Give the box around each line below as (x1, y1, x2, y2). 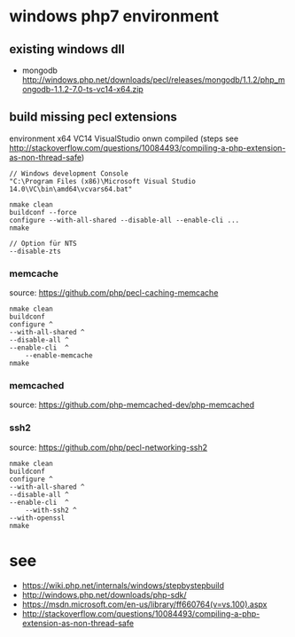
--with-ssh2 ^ (25, 506, 77, 515)
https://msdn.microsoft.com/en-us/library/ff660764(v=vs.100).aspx (21, 599, 268, 609)
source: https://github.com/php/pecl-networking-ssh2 (9, 442, 208, 452)
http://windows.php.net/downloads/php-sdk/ (21, 589, 187, 600)
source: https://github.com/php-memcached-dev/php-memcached (9, 399, 255, 410)
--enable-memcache (25, 351, 93, 360)
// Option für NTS (9, 239, 77, 248)
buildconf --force (9, 208, 77, 216)
